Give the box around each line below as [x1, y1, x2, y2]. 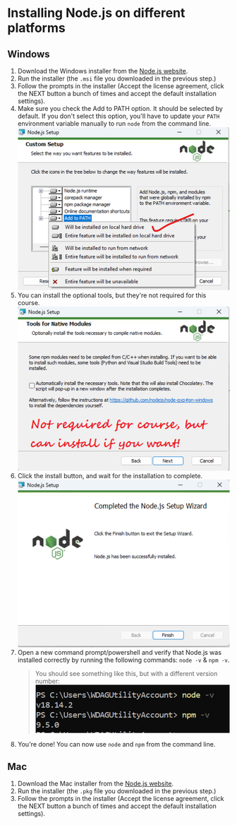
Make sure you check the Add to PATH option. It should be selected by [17, 105, 224, 112]
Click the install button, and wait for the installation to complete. [17, 471, 203, 480]
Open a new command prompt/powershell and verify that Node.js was [17, 648, 222, 657]
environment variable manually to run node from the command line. [17, 119, 212, 128]
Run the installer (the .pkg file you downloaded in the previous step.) [17, 787, 217, 795]
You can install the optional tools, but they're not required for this [17, 291, 207, 299]
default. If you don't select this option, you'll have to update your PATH [17, 112, 220, 120]
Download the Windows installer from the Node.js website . [17, 67, 188, 75]
